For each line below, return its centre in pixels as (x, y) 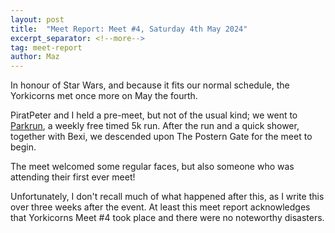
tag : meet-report (46, 47)
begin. (23, 147)
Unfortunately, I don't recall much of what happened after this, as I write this (167, 197)
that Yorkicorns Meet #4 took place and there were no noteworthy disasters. (167, 218)
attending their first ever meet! (73, 177)
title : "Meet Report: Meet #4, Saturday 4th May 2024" (129, 29)
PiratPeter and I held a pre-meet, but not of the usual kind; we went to (154, 115)
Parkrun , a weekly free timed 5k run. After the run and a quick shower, (155, 126)
